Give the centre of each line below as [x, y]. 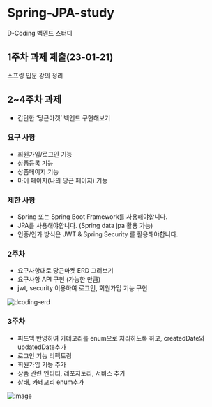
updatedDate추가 [41, 347]
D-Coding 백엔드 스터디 [40, 33]
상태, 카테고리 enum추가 [51, 382]
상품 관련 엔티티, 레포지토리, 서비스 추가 [71, 373]
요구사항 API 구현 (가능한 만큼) [59, 279]
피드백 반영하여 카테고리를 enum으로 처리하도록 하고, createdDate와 [111, 338]
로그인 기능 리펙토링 [44, 355]
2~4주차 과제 [34, 100]
